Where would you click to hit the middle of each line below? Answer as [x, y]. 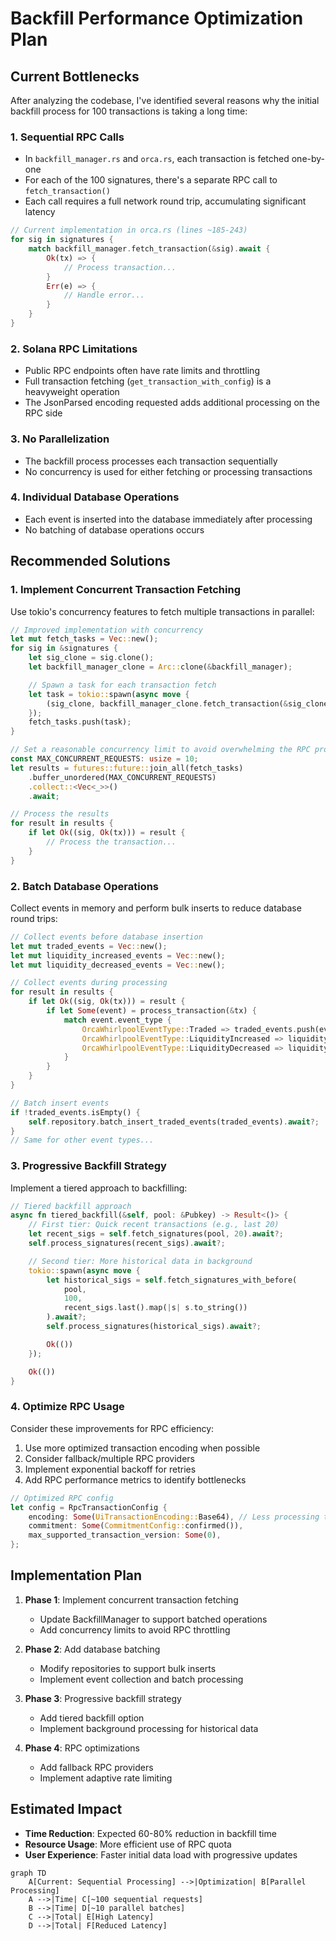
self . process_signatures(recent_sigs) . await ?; [127, 1243]
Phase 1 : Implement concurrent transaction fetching [131, 1599]
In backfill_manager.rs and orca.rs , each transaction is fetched [157, 159]
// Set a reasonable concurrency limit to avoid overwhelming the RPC [160, 750]
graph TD [28, 1873]
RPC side [43, 413]
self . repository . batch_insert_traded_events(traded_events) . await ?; [174, 1122]
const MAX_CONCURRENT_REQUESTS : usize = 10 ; [104, 759]
